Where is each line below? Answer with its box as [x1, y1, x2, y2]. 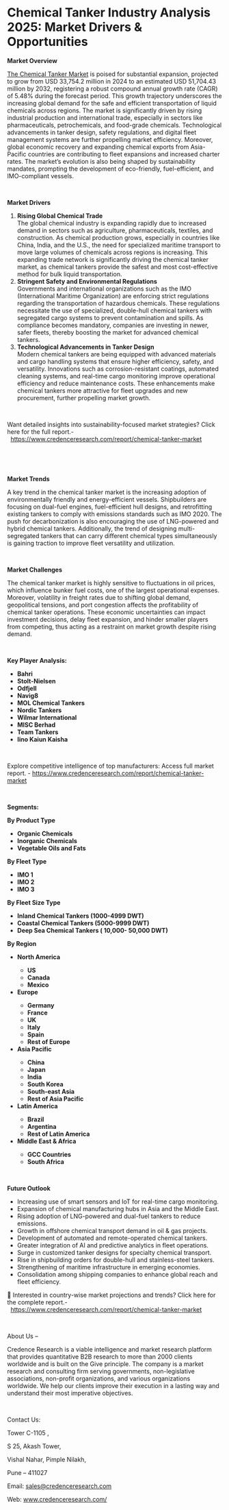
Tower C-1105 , [7, 1428, 49, 1437]
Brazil [27, 1115, 44, 1123]
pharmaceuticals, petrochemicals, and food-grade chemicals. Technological [7, 121, 222, 129]
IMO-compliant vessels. [7, 171, 74, 180]
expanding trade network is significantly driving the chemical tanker [16, 255, 209, 263]
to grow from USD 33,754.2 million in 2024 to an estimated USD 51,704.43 [7, 77, 217, 85]
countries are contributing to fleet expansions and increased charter [27, 149, 220, 158]
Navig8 [16, 691, 39, 700]
